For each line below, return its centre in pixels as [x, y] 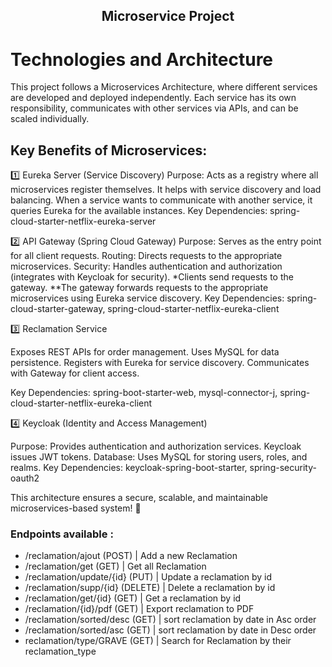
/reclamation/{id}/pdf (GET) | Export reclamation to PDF [139, 609]
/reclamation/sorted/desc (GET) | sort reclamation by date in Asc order [170, 620]
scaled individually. [50, 119]
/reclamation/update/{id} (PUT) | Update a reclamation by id [148, 577]
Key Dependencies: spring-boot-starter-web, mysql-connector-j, [144, 393]
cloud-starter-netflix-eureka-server [83, 221]
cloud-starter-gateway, [58, 309]
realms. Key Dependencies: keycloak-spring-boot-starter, [129, 468]
